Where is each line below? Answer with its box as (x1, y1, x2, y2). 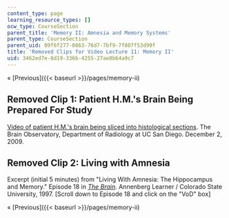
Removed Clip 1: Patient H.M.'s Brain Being (7, 94, 194, 105)
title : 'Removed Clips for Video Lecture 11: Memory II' (7, 49, 175, 56)
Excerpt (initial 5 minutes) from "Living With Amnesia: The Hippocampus (7, 175, 213, 184)
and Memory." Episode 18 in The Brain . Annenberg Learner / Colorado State (7, 183, 223, 191)
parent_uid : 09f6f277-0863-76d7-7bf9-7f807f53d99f (7, 42, 156, 49)
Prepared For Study (7, 105, 93, 116)
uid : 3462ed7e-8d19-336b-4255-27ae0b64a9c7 (7, 55, 135, 62)
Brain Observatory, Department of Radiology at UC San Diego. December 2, (7, 130, 223, 138)
